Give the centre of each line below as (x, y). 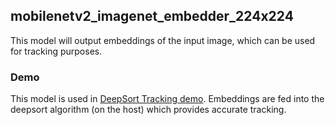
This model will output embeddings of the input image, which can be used (163, 40)
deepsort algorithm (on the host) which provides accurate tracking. (148, 110)
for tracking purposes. (56, 51)
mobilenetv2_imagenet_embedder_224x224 (152, 16)
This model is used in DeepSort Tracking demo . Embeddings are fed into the (167, 99)
